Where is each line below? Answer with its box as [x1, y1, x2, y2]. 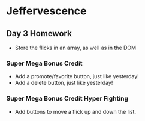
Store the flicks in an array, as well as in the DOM [14, 44, 137, 51]
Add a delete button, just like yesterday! [14, 79, 113, 87]
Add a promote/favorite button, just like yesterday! [14, 73, 139, 80]
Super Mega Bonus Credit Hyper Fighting [6, 95, 129, 103]
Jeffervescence [6, 4, 87, 18]
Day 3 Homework [6, 28, 72, 39]
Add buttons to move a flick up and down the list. [14, 108, 137, 115]
